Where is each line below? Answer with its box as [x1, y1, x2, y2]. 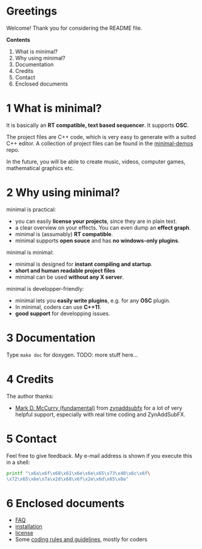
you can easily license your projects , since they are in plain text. [15, 217, 177, 225]
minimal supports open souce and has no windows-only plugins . [15, 237, 180, 244]
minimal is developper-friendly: [6, 285, 84, 292]
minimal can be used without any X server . [15, 273, 124, 281]
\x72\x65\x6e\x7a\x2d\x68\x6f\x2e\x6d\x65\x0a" [6, 476, 129, 482]
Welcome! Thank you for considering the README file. [6, 24, 143, 32]
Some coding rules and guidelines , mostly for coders [15, 536, 147, 543]
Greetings [6, 4, 58, 18]
